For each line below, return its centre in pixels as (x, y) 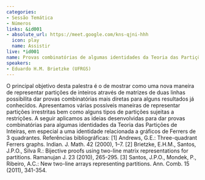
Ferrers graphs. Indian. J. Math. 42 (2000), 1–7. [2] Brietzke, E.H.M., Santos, (101, 145)
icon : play (26, 40)
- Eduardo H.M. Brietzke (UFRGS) (49, 69)
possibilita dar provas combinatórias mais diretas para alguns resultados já (100, 99)
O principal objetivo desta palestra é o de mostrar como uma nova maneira (100, 86)
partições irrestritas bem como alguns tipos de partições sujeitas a (90, 112)
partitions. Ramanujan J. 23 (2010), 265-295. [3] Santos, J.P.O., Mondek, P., (102, 157)
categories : (21, 12)
